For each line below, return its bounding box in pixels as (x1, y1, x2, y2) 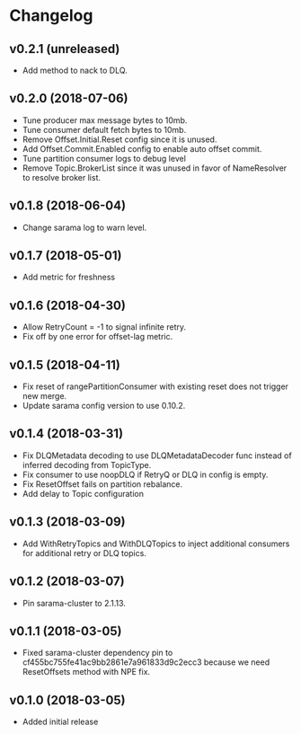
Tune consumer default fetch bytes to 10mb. (22, 124, 187, 135)
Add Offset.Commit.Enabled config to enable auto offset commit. (22, 143, 262, 154)
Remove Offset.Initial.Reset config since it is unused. (22, 134, 217, 145)
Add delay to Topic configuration (22, 488, 145, 499)
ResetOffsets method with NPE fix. (22, 667, 151, 677)
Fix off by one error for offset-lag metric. (22, 332, 173, 342)
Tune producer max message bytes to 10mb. (22, 114, 188, 126)
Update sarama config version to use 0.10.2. (22, 401, 186, 411)
